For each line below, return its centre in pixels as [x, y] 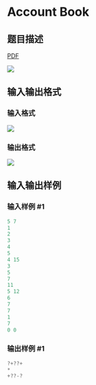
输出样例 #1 [26, 349]
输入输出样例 [34, 186]
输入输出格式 [34, 92]
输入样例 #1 [26, 207]
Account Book [48, 12]
